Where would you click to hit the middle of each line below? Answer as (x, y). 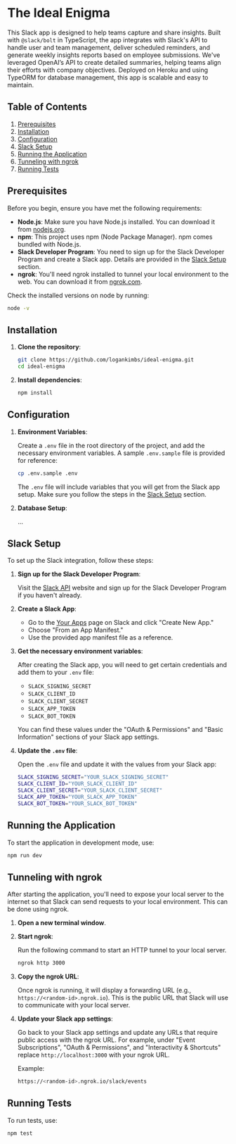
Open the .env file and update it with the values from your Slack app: (117, 764)
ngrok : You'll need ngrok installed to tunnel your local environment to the (123, 274)
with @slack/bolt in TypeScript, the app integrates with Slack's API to (107, 39)
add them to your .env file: (55, 672)
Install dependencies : (50, 380)
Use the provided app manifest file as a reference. (100, 638)
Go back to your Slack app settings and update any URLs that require (117, 1033)
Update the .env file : (47, 751)
